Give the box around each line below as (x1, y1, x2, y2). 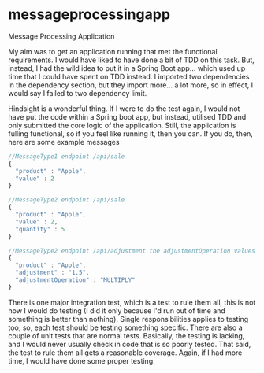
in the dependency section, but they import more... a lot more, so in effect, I (8, 80, 254, 90)
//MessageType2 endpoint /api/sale (8, 196, 125, 204)
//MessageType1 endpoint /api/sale (8, 152, 125, 161)
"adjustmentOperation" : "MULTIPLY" (15, 276, 136, 284)
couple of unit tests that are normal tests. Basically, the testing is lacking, (8, 331, 245, 340)
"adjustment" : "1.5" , (15, 269, 90, 277)
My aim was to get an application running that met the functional (8, 46, 218, 56)
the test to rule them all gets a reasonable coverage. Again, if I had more (8, 348, 243, 357)
